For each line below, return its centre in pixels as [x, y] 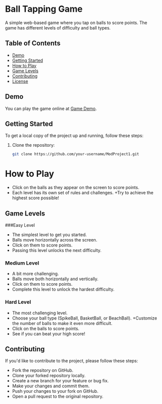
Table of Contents [33, 43]
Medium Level [22, 263]
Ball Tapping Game [44, 9]
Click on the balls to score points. [46, 328]
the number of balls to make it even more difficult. [62, 323]
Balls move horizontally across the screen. [55, 240]
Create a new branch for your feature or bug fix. [60, 381]
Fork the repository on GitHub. [43, 370]
